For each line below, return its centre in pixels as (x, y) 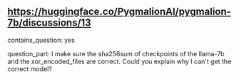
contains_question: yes (41, 40)
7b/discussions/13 (49, 23)
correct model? (30, 69)
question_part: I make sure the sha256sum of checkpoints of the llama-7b (116, 53)
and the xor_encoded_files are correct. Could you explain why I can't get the (119, 61)
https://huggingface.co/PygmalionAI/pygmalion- (119, 12)
